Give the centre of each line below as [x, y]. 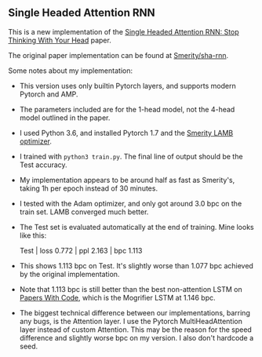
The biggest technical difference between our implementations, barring [135, 312]
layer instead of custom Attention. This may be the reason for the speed [136, 330]
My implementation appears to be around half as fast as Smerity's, [127, 180]
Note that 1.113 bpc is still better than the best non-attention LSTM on [131, 289]
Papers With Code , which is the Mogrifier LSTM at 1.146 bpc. [117, 297]
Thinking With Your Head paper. [60, 40]
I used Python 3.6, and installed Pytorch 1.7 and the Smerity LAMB [126, 133]
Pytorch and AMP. [49, 94]
